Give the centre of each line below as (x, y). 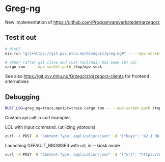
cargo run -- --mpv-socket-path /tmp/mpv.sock (54, 67)
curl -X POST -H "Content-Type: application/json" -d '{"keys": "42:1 (79, 136)
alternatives (17, 81)
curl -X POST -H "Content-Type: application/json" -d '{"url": (71, 154)
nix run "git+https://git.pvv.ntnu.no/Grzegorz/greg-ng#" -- (69, 54)
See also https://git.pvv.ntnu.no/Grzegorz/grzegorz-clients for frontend (77, 76)
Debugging (23, 97)
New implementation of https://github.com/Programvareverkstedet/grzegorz (82, 22)
